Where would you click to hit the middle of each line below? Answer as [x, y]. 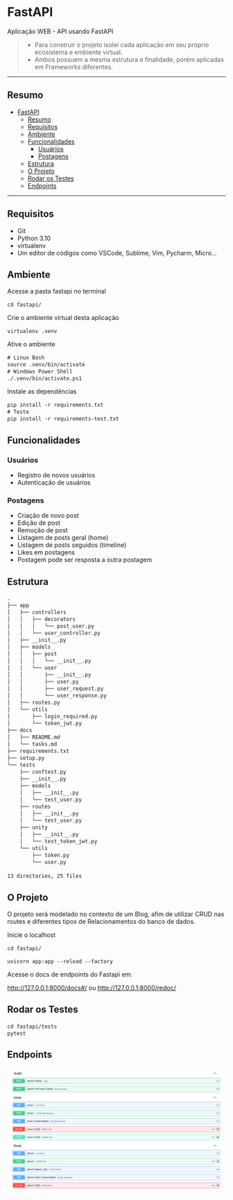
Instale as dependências [42, 391]
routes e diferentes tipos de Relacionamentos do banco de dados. [101, 921]
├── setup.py [26, 758]
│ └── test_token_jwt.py [59, 842]
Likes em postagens [46, 552]
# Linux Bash [26, 358]
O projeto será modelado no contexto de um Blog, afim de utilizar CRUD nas [116, 914]
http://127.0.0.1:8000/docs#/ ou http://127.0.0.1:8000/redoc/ [92, 988]
